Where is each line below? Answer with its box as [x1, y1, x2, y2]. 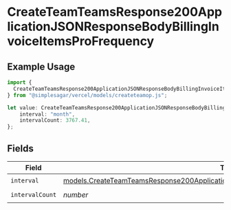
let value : [7, 104, 38, 111]
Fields [7, 143, 34, 154]
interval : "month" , [19, 111, 76, 118]
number [63, 190, 89, 200]
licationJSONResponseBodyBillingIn [7, 19, 220, 34]
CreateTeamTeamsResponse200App [7, 4, 222, 20]
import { [7, 79, 32, 86]
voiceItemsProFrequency [7, 34, 155, 49]
